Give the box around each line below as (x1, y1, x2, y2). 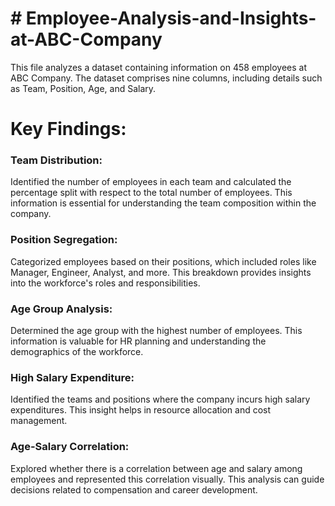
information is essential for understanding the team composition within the (10, 197, 317, 209)
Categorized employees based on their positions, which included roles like (10, 255, 317, 267)
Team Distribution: (10, 153, 103, 167)
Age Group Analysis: (10, 302, 113, 316)
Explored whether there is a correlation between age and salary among (10, 462, 303, 474)
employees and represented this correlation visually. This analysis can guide (10, 473, 325, 485)
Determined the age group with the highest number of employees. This (10, 325, 303, 337)
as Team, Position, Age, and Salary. (10, 82, 157, 94)
